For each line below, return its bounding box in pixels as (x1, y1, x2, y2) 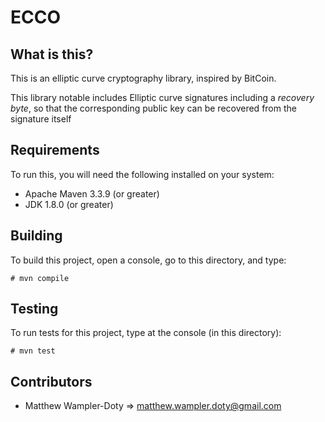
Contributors (10, 373, 93, 390)
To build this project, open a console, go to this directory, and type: (10, 254, 287, 266)
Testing (10, 301, 59, 318)
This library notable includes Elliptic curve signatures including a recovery (10, 92, 315, 103)
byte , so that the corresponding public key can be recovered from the (10, 102, 297, 114)
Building (10, 227, 63, 245)
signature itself (10, 113, 72, 125)
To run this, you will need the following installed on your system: (10, 168, 275, 180)
